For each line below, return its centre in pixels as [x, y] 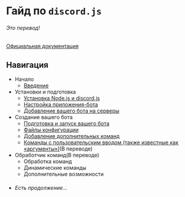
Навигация [27, 65]
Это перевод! [23, 27]
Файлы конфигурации [51, 130]
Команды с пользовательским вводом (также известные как [101, 143]
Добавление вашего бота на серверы [71, 111]
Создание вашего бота [44, 117]
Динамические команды [55, 168]
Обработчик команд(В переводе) [57, 155]
